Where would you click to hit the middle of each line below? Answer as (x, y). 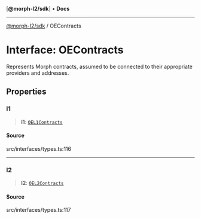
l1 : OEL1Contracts (42, 121)
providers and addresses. (38, 73)
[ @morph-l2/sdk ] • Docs (38, 9)
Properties (26, 92)
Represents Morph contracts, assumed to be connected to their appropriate (100, 66)
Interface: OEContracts (65, 50)
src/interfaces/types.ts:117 (39, 210)
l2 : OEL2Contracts (42, 183)
